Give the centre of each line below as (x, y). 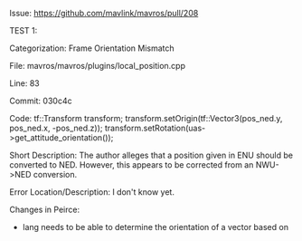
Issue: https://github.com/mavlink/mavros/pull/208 (104, 13)
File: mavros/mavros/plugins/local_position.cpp (98, 66)
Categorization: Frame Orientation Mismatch (92, 48)
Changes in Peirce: (44, 209)
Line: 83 (25, 83)
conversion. (55, 174)
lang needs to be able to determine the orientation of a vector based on (156, 227)
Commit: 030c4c (41, 101)
